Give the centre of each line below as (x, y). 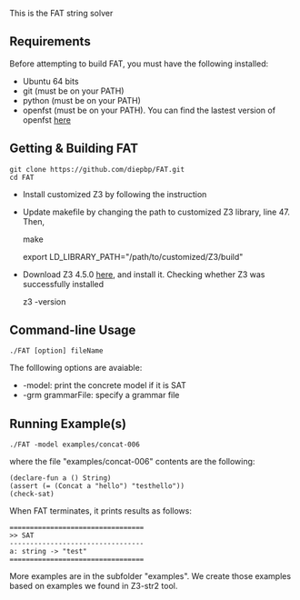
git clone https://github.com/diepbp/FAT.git (97, 169)
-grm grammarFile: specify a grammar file (101, 395)
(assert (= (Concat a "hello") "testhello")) (97, 486)
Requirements (50, 41)
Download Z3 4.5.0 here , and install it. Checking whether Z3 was (144, 274)
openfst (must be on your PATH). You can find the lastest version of (149, 110)
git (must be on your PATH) (73, 91)
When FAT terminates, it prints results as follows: (101, 511)
